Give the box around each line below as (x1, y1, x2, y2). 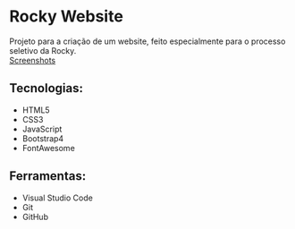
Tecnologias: (9, 81, 83, 96)
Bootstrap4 (21, 132, 64, 144)
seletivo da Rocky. (9, 45, 77, 55)
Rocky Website (9, 6, 123, 27)
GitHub (21, 211, 49, 222)
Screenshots (9, 55, 56, 65)
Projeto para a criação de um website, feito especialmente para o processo (9, 36, 286, 47)
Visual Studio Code (21, 192, 94, 203)
